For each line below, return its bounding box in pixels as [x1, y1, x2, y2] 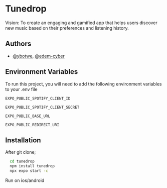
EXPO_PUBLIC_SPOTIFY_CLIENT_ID [5, 96, 71, 101]
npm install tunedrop [10, 164, 55, 169]
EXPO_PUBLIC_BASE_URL [5, 114, 51, 119]
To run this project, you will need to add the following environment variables [5, 81, 162, 87]
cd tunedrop [10, 159, 35, 164]
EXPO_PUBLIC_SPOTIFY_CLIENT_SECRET [5, 105, 80, 110]
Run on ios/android [5, 177, 45, 183]
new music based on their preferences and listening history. [5, 25, 129, 31]
